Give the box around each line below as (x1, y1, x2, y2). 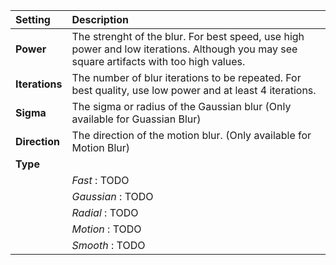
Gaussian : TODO (71, 190, 154, 203)
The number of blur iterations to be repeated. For (71, 71, 302, 84)
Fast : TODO (71, 174, 130, 187)
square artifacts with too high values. (71, 55, 246, 68)
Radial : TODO (71, 206, 139, 219)
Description (71, 13, 129, 26)
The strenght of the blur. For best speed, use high (71, 30, 305, 43)
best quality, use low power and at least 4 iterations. (71, 84, 317, 97)
